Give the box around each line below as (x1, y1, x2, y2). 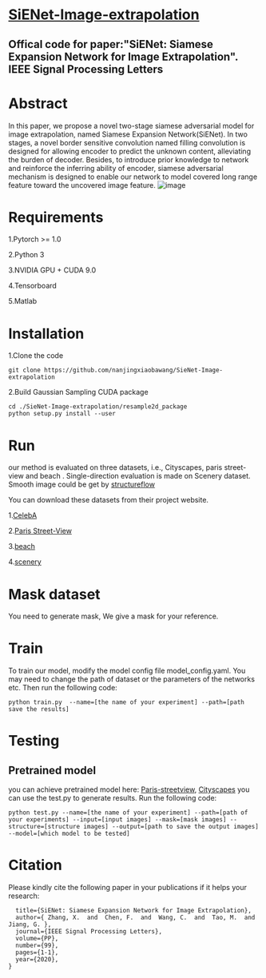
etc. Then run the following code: (8, 683, 117, 693)
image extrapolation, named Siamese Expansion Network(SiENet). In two (8, 129, 248, 139)
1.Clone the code (8, 351, 64, 360)
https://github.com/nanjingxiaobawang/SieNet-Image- (43, 366, 224, 375)
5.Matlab (8, 296, 38, 306)
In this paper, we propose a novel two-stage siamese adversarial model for (8, 121, 255, 130)
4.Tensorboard (8, 281, 58, 291)
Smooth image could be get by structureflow (8, 479, 156, 489)
